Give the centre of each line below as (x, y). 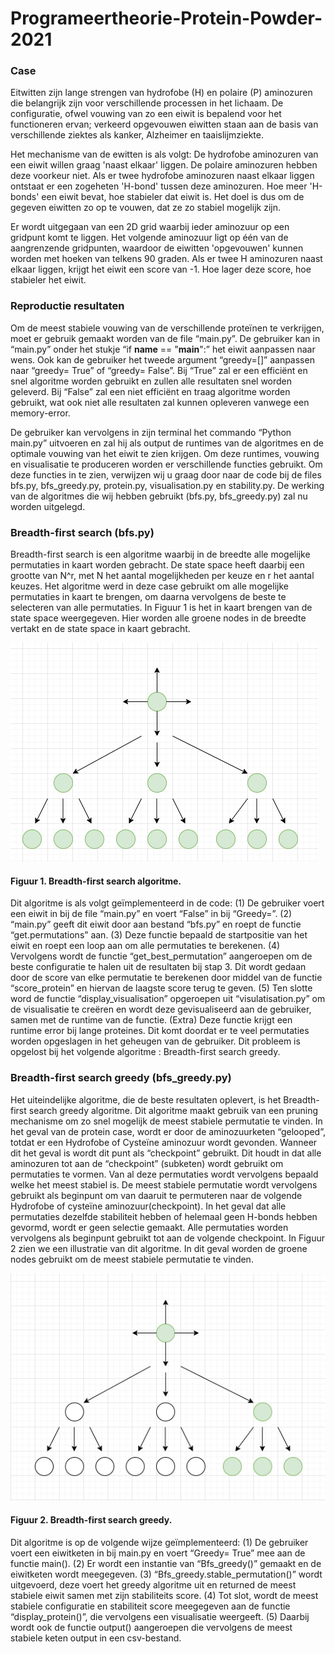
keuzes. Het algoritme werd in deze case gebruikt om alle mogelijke (149, 586)
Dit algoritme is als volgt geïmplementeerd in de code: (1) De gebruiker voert (167, 903)
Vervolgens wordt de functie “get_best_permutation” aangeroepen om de (161, 956)
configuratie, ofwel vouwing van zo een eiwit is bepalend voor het (146, 114)
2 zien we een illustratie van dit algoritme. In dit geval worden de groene (159, 1248)
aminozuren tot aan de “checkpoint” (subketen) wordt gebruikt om (147, 1163)
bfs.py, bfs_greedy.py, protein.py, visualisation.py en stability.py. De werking (167, 485)
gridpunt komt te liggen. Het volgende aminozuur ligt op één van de (149, 238)
